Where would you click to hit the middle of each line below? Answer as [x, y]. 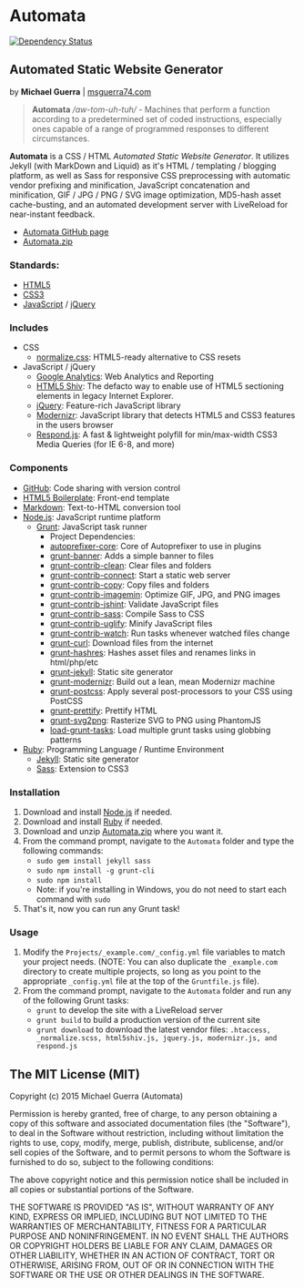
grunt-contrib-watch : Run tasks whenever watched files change [170, 633]
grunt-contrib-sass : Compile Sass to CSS [127, 613]
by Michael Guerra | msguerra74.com [81, 91]
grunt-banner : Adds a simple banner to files [132, 556]
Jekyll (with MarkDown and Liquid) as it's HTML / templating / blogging [143, 166]
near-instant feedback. [52, 214]
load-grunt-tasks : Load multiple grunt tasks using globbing [160, 730]
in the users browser [75, 425]
